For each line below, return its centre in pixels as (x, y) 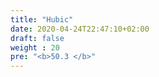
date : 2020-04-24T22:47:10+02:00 (80, 29)
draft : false (37, 38)
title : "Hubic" (42, 19)
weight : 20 (35, 47)
